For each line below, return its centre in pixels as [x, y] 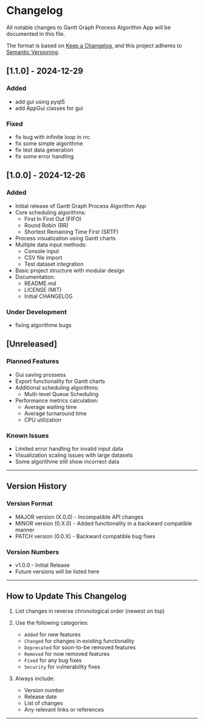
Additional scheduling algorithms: [57, 387]
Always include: [35, 678]
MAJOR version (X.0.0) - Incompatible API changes [79, 517]
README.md [40, 283]
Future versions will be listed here [57, 572]
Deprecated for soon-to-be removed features [80, 647]
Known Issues [28, 436]
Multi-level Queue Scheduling [61, 394]
